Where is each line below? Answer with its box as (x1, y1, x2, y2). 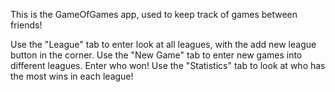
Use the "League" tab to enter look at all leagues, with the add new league (10, 39, 317, 50)
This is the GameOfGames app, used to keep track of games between (10, 9, 298, 20)
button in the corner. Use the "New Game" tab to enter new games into (10, 49, 303, 61)
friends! (10, 19, 43, 31)
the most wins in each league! (10, 70, 134, 82)
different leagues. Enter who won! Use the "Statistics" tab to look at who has (10, 60, 326, 71)
